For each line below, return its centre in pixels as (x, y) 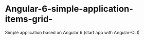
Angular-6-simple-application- (69, 9)
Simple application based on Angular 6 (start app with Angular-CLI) (72, 32)
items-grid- (29, 19)
